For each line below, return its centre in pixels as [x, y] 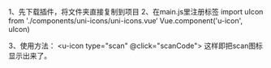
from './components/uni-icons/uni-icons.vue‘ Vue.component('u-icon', [126, 21]
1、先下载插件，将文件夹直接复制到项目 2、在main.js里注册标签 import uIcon [136, 12]
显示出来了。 [30, 56]
